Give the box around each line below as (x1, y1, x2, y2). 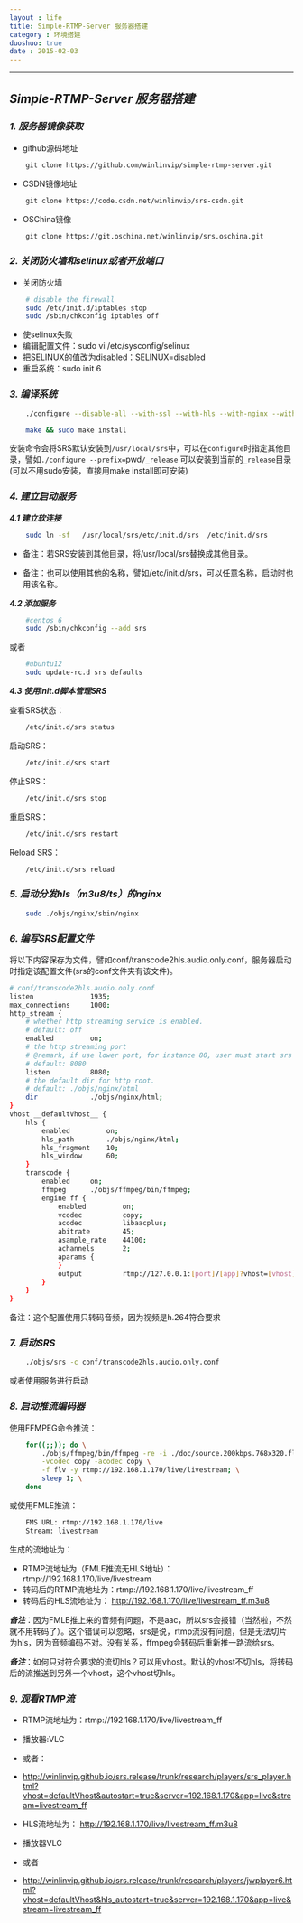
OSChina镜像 (22, 213, 72, 224)
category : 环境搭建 (9, 30, 81, 39)
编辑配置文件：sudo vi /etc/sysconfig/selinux (22, 341, 191, 352)
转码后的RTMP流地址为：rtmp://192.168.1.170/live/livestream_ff (22, 1583, 254, 1595)
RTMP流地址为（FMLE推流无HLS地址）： (22, 1562, 173, 1573)
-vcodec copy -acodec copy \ (41, 1457, 151, 1467)
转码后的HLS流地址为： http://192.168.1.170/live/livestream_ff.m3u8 (22, 1595, 271, 1606)
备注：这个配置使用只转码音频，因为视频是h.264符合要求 (9, 1312, 221, 1323)
